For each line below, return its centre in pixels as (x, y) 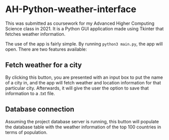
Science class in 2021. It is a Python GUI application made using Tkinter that (85, 28)
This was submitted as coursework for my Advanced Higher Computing (80, 23)
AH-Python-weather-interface (71, 9)
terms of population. (26, 132)
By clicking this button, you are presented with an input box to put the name (84, 77)
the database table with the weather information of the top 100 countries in (83, 127)
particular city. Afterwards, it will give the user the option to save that (77, 88)
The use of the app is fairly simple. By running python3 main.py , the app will (84, 43)
